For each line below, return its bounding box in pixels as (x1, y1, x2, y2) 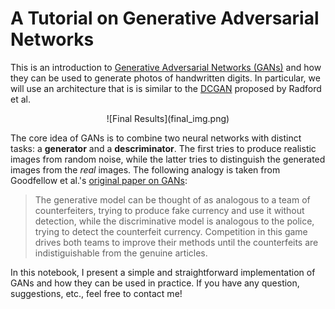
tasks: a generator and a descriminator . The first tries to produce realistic (10, 142, 317, 154)
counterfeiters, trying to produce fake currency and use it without (34, 204, 305, 216)
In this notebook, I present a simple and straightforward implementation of (10, 266, 316, 278)
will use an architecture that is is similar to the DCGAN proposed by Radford (10, 82, 322, 94)
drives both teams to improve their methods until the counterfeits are (34, 236, 319, 248)
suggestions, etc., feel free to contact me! (10, 287, 183, 299)
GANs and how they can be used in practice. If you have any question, (10, 277, 300, 289)
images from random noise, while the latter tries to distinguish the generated (10, 153, 326, 165)
